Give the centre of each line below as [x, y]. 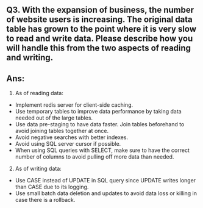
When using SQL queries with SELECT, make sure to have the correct [102, 150]
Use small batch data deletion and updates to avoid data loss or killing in [106, 193]
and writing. [30, 58]
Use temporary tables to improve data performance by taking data [98, 112]
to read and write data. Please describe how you [100, 39]
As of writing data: [38, 169]
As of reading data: [39, 93]
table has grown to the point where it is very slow [101, 29]
